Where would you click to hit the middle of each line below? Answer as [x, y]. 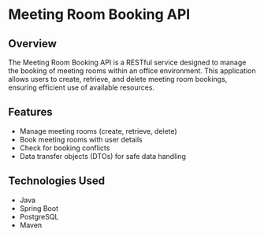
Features [30, 112]
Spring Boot [39, 208]
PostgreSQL [39, 216]
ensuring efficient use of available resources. [82, 87]
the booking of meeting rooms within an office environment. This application [132, 71]
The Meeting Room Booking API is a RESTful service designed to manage [127, 62]
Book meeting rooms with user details [81, 139]
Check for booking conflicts [65, 148]
